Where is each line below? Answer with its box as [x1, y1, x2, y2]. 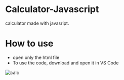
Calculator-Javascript [5, 4, 99, 15]
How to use [5, 38, 54, 49]
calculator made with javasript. [5, 20, 69, 26]
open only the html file [12, 54, 60, 60]
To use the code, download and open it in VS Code [12, 59, 119, 66]
